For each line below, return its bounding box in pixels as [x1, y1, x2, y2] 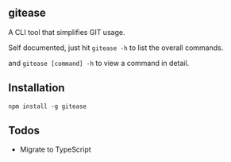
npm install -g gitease [8, 102, 87, 110]
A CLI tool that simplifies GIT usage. [8, 27, 125, 37]
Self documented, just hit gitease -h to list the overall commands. [8, 43, 224, 52]
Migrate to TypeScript [19, 145, 91, 154]
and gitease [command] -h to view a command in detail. [8, 58, 190, 67]
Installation [8, 81, 65, 94]
